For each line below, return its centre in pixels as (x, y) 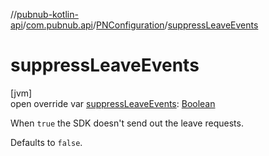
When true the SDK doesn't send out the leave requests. (127, 123)
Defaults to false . (46, 142)
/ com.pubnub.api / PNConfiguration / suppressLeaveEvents (140, 25)
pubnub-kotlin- (47, 14)
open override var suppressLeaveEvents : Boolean (113, 103)
